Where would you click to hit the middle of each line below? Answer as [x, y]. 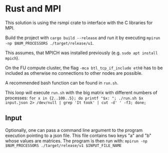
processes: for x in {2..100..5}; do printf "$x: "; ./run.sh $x [74, 98]
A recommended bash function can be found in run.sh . [62, 83]
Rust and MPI [33, 9]
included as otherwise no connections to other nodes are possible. [74, 73]
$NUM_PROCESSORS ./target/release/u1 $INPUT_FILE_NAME [63, 145]
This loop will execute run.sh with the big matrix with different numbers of [81, 92]
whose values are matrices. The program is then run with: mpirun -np [76, 140]
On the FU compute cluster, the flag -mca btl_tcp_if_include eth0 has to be [84, 68]
